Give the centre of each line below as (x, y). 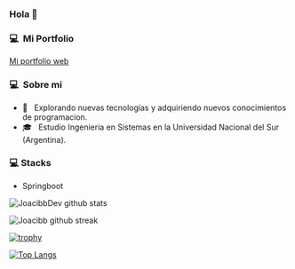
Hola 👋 (24, 14)
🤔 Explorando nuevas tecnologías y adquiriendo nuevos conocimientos (154, 107)
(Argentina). (44, 139)
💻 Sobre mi (36, 85)
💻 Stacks (30, 163)
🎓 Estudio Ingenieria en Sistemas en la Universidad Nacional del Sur (151, 127)
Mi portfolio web (39, 61)
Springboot (43, 186)
